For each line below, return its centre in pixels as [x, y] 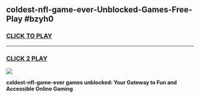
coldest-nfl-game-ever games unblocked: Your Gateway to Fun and [92, 82]
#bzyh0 [39, 19]
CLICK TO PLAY [29, 36]
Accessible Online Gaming [40, 88]
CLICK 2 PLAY [27, 58]
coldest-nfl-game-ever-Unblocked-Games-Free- [99, 10]
